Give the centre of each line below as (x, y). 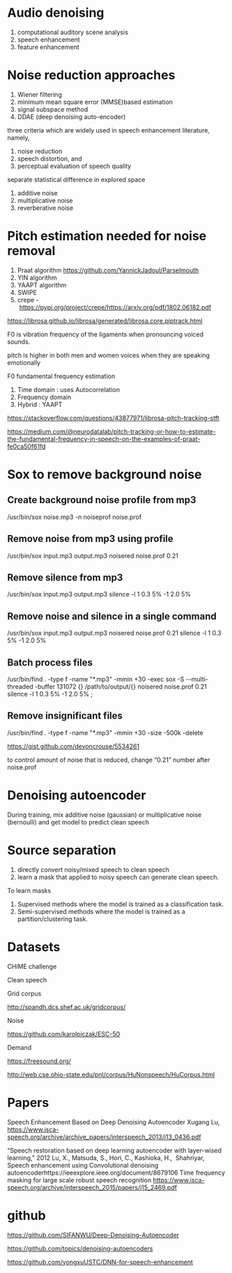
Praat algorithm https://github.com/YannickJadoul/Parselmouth (108, 270)
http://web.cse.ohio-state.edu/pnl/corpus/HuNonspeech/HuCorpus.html (111, 1074)
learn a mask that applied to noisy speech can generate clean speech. (118, 877)
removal (31, 251)
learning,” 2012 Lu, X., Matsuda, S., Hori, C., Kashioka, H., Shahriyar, (106, 1158)
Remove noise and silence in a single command (112, 616)
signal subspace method (53, 109)
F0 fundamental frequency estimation (61, 376)
